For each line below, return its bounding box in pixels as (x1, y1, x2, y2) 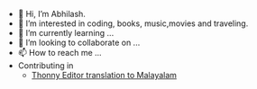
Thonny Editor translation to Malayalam (31, 70, 178, 80)
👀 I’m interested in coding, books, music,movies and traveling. (17, 18, 249, 29)
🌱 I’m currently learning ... (17, 28, 115, 38)
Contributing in (17, 60, 74, 71)
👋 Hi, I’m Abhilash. (17, 9, 86, 19)
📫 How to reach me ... (17, 48, 102, 58)
